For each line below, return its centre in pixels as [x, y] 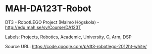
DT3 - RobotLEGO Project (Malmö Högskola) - [52, 22]
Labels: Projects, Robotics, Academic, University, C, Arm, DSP [69, 37]
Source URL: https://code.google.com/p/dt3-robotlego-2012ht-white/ [76, 46]
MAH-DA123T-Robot [48, 9]
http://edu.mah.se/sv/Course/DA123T [43, 27]
